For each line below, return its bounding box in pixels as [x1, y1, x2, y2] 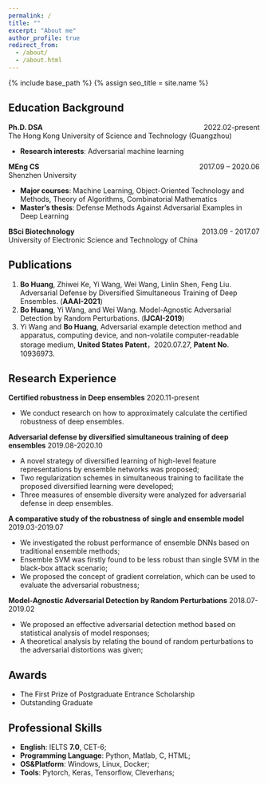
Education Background [8, 101, 124, 115]
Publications [8, 258, 73, 272]
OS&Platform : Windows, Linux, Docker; [19, 759, 150, 768]
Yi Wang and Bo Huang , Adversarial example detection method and [19, 321, 242, 331]
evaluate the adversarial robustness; [19, 580, 140, 590]
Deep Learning [19, 211, 69, 220]
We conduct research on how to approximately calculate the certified [19, 408, 247, 418]
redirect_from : [8, 41, 59, 49]
